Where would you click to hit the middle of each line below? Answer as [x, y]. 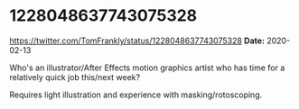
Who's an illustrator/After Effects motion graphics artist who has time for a [147, 68]
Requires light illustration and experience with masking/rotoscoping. [136, 95]
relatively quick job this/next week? [75, 77]
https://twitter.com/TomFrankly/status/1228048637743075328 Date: [137, 41]
